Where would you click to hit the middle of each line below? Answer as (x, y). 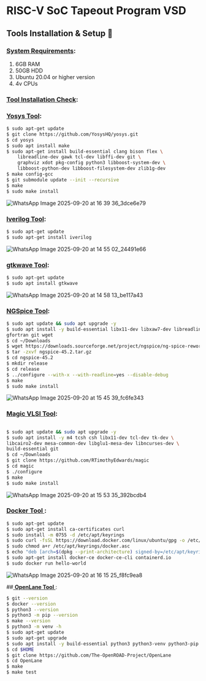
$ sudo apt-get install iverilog (49, 237)
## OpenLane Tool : (32, 587)
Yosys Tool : (24, 116)
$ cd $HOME (20, 649)
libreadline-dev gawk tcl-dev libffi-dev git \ (79, 157)
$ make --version (29, 621)
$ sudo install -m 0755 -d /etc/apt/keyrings (65, 535)
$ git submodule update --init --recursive (63, 180)
